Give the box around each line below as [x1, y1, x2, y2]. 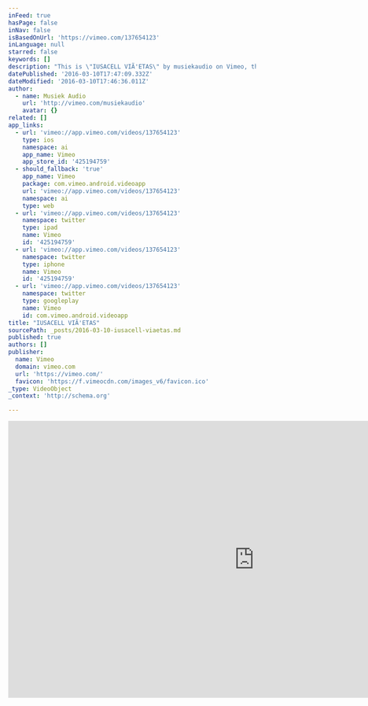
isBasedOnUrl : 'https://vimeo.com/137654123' [8, 33, 160, 42]
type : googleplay [22, 297, 79, 305]
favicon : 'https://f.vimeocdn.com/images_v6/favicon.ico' [15, 377, 210, 386]
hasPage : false [8, 19, 58, 27]
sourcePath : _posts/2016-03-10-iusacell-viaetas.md [8, 326, 181, 335]
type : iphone [22, 261, 65, 268]
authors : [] [8, 341, 47, 349]
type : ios [22, 135, 55, 144]
